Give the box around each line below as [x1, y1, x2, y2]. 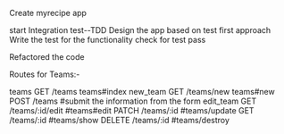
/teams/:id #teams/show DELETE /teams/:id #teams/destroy [9, 115, 230, 125]
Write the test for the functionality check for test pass [9, 35, 206, 45]
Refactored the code [9, 52, 85, 62]
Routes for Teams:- [9, 69, 80, 80]
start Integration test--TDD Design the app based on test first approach [9, 25, 271, 35]
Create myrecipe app [9, 8, 88, 18]
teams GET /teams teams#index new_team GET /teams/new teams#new [9, 87, 275, 96]
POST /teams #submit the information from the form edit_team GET [9, 96, 257, 106]
